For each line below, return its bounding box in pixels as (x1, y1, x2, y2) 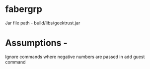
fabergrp (5, 3, 42, 15)
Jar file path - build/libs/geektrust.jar (5, 20, 80, 26)
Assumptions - (5, 37, 68, 49)
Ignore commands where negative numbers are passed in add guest (5, 54, 145, 60)
